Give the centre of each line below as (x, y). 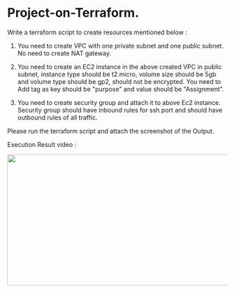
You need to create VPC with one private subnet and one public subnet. (120, 45)
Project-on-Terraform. (73, 13)
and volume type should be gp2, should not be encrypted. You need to (119, 81)
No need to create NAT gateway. (64, 53)
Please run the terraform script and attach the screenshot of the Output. (111, 131)
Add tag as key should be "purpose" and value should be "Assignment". (121, 89)
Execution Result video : (42, 144)
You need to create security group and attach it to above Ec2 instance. (119, 102)
